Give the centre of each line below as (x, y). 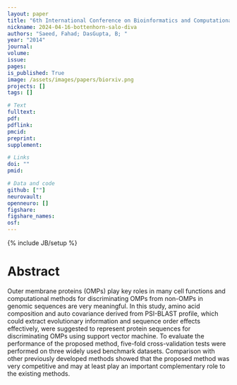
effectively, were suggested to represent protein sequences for (99, 328)
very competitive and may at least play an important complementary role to (116, 366)
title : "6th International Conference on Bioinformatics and (99, 20)
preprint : (22, 138)
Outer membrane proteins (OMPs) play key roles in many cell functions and (116, 291)
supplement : (25, 145)
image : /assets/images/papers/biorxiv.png (71, 79)
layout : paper (28, 14)
